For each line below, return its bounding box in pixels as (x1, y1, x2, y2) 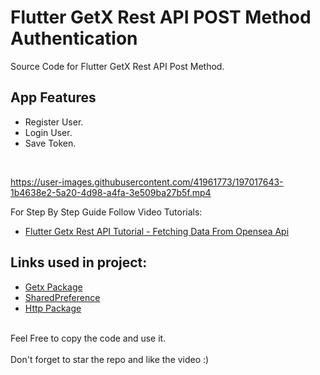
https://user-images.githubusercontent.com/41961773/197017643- (10, 176, 284, 188)
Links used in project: (10, 254, 148, 271)
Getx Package (24, 281, 83, 293)
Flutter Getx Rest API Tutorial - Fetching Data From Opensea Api (24, 225, 290, 237)
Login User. (24, 126, 73, 138)
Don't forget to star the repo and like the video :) (10, 353, 210, 365)
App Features (10, 89, 97, 106)
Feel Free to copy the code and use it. (10, 332, 167, 344)
